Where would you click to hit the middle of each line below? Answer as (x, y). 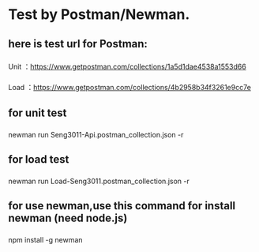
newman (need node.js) (68, 218)
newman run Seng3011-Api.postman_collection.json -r (96, 134)
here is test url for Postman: (78, 44)
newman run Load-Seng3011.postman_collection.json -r (99, 181)
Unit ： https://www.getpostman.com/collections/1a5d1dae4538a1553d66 (127, 66)
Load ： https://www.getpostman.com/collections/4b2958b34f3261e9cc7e (129, 88)
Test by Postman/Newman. (99, 15)
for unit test (38, 113)
